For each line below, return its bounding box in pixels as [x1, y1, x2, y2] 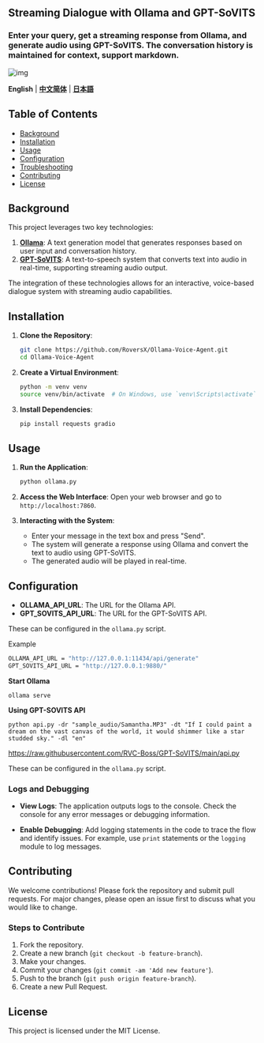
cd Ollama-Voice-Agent [19, 353, 95, 361]
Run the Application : [19, 462, 88, 473]
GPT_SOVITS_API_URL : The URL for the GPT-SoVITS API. [19, 608, 207, 618]
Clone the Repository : [19, 331, 93, 341]
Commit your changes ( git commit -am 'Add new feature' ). [19, 966, 214, 975]
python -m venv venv [19, 382, 87, 390]
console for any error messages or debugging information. [19, 810, 210, 819]
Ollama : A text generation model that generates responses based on [19, 238, 243, 247]
